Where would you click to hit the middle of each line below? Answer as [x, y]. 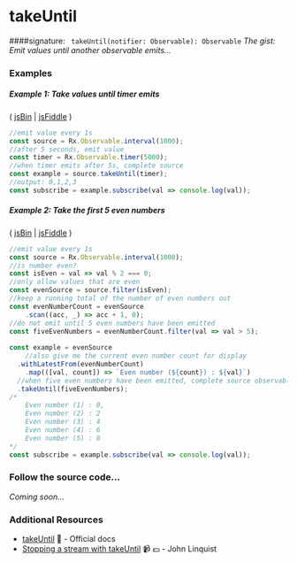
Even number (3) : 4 [63, 422]
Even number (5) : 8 [63, 438]
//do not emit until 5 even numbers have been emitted [112, 323]
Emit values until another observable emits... [90, 50]
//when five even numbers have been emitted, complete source [134, 381]
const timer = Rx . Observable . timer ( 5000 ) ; [88, 158]
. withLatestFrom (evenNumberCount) [80, 365]
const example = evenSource [61, 348]
